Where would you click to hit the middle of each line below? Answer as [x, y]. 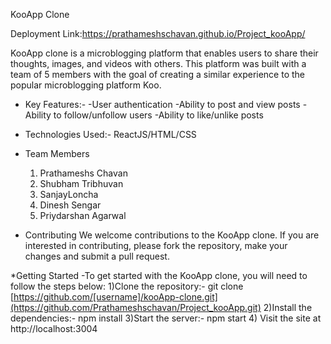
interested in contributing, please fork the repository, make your [156, 245]
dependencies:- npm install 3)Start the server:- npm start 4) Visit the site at [166, 318]
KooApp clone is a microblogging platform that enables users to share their [164, 53]
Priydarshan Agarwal [83, 215]
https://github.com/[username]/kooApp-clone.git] [115, 297]
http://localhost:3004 [54, 328]
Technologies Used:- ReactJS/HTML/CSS [110, 134]
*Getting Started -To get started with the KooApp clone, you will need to [159, 275]
